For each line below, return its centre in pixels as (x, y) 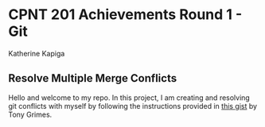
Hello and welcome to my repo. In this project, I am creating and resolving (129, 98)
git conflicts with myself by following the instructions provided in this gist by (132, 106)
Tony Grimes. (30, 114)
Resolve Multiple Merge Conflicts (93, 78)
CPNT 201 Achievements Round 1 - (125, 15)
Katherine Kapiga (37, 53)
